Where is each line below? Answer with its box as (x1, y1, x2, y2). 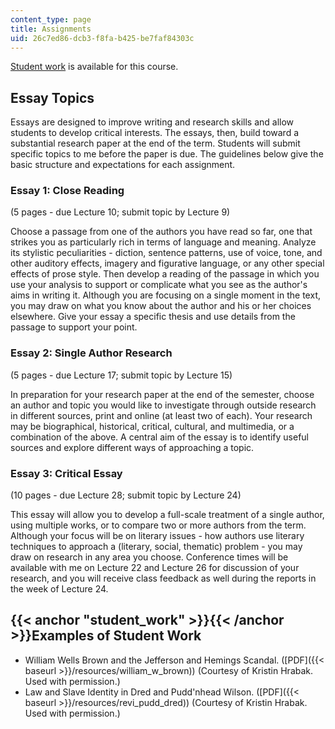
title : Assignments (10, 24, 92, 34)
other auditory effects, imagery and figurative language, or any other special (10, 257, 325, 270)
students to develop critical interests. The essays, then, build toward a (10, 127, 300, 139)
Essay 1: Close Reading (10, 184, 125, 198)
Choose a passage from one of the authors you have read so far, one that (10, 226, 313, 238)
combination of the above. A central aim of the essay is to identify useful (10, 431, 310, 443)
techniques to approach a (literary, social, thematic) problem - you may (10, 541, 303, 553)
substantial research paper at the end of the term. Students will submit (10, 137, 301, 150)
